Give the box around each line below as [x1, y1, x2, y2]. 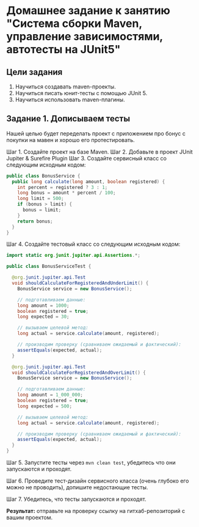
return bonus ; [17, 218, 53, 224]
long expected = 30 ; [17, 314, 70, 320]
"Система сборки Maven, [6, 16, 142, 30]
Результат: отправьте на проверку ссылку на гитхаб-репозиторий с [6, 507, 186, 515]
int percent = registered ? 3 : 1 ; [17, 184, 108, 190]
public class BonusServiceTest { [6, 263, 92, 270]
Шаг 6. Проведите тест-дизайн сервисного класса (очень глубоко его [6, 477, 189, 485]
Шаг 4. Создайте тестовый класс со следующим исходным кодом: [6, 240, 181, 248]
